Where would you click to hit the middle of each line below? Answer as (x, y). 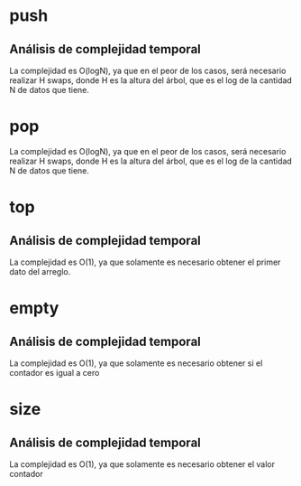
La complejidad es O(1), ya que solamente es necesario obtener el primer (145, 262)
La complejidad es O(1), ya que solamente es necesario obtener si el (136, 363)
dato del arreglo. (40, 271)
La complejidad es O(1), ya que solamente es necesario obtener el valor (142, 464)
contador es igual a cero (55, 372)
